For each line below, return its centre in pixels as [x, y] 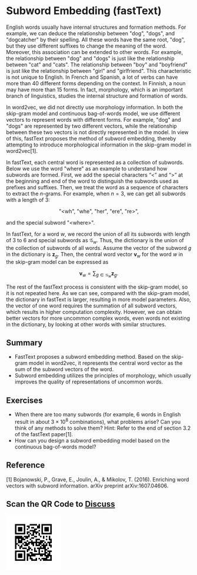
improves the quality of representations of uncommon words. [89, 382]
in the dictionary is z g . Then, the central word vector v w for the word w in [95, 255]
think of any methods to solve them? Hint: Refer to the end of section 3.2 [103, 428]
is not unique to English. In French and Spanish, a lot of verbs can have [92, 77]
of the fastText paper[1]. [44, 434]
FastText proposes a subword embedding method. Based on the [92, 357]
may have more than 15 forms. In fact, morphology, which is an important [95, 89]
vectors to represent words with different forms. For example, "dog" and [94, 119]
